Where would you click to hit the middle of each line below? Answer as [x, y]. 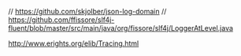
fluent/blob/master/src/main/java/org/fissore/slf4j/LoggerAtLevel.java [121, 28]
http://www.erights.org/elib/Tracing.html [74, 43]
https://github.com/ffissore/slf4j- [61, 20]
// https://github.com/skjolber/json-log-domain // [87, 11]
